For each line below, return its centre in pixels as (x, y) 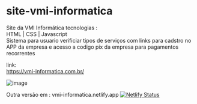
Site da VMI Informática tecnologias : (52, 28)
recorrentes (21, 53)
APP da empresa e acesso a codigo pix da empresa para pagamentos (92, 47)
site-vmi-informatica (59, 11)
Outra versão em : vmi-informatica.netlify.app (62, 94)
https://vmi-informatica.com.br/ (45, 71)
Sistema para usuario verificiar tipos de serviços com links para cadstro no (99, 40)
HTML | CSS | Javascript (37, 34)
